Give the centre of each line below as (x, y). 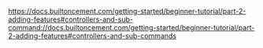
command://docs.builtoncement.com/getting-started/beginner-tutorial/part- (131, 27)
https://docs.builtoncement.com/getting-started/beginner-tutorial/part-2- (127, 11)
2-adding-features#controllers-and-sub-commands (93, 36)
